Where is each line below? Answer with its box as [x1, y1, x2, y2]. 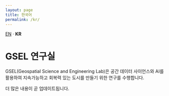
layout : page [5, 7, 33, 13]
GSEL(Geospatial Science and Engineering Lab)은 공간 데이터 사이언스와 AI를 [5, 68, 164, 75]
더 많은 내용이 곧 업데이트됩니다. [5, 85, 70, 92]
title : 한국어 [5, 12, 32, 17]
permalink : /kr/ [5, 17, 40, 22]
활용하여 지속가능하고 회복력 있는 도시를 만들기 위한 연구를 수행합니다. [5, 75, 144, 81]
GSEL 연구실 [5, 51, 56, 62]
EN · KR [5, 31, 22, 37]
